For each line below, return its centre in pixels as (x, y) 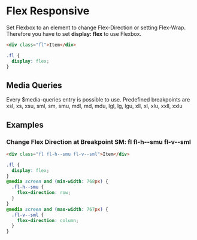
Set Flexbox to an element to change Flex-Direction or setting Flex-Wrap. (96, 27)
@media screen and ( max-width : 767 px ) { (57, 209)
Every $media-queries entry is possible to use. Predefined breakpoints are (98, 100)
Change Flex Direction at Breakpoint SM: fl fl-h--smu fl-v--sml (99, 141)
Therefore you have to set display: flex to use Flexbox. (74, 33)
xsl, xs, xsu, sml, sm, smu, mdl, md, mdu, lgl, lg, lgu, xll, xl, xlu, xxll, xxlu (94, 106)
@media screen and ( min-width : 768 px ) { (57, 181)
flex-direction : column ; (48, 220)
